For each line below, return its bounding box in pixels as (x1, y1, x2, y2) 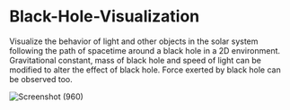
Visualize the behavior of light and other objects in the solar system (9, 36, 259, 47)
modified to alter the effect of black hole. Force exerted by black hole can (9, 64, 281, 75)
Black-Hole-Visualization (9, 6, 200, 27)
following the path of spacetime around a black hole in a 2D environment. (9, 45, 281, 55)
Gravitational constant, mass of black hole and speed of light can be (9, 55, 262, 65)
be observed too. (9, 73, 74, 84)
